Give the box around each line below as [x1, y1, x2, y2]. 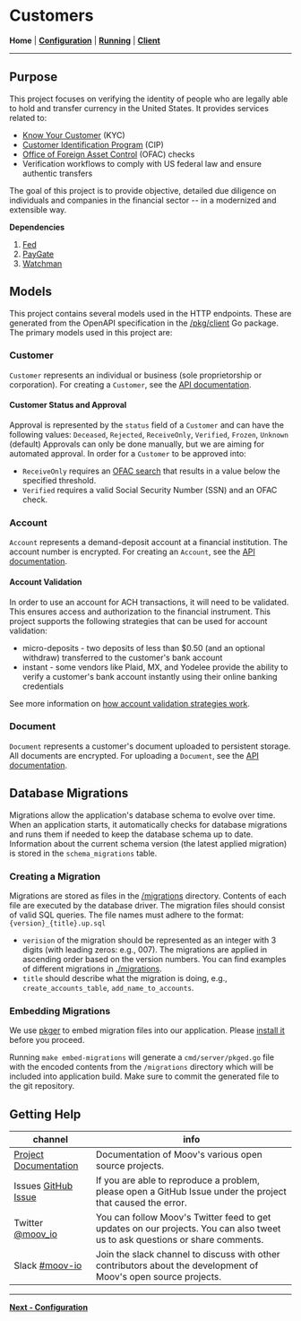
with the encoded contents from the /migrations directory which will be [9, 1062, 274, 1073]
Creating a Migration [9, 870, 101, 882]
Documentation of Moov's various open [95, 1149, 262, 1161]
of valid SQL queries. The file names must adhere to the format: [9, 909, 245, 920]
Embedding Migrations [9, 1004, 111, 1017]
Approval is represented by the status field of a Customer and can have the [9, 420, 285, 430]
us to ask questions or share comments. [95, 1234, 264, 1247]
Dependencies [9, 222, 65, 232]
